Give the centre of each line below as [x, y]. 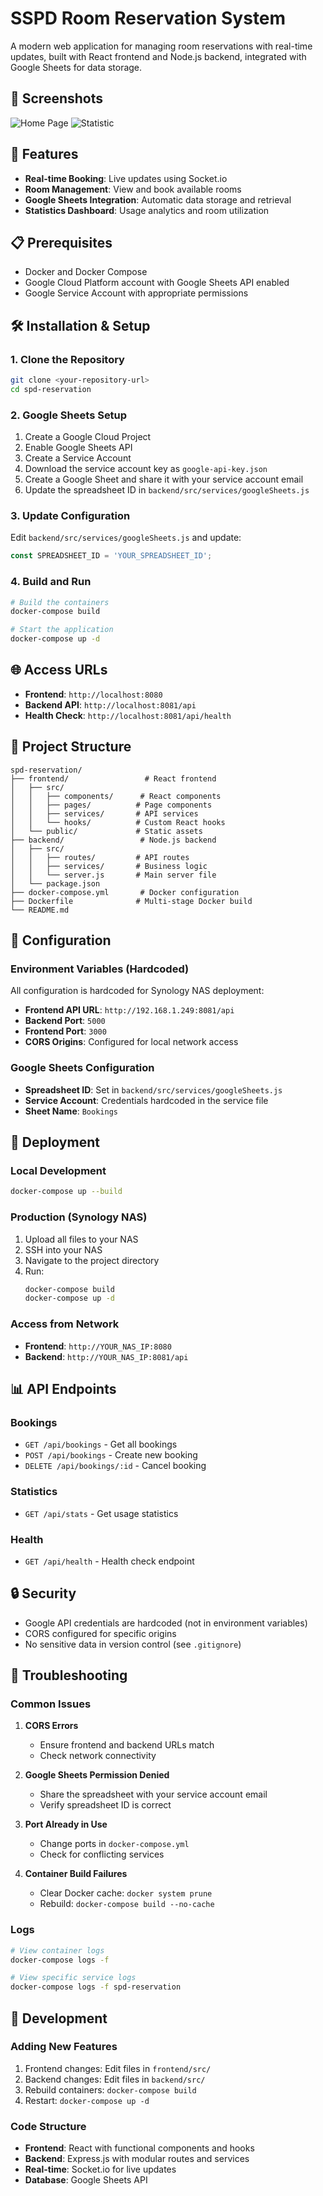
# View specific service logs [73, 1978]
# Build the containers [60, 602]
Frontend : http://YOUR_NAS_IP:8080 [98, 1346]
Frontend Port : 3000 [65, 1031]
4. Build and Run [51, 582]
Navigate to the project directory [92, 1260]
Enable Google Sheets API [78, 448]
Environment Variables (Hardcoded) [100, 969]
